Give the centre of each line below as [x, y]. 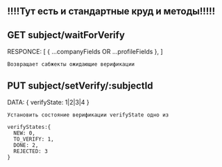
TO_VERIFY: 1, [34, 139]
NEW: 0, [25, 133]
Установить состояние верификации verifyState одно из [88, 115]
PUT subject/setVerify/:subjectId [80, 86]
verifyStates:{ [29, 128]
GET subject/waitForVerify [66, 35]
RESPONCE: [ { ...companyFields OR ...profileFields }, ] [85, 52]
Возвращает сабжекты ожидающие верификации [71, 64]
